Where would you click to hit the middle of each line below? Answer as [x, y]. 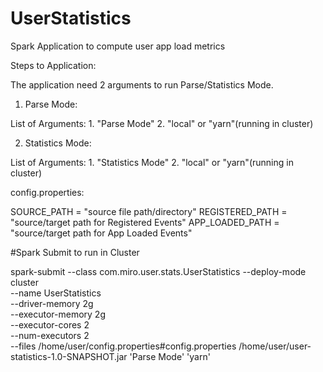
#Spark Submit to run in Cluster [75, 252]
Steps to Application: [53, 65]
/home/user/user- [275, 346]
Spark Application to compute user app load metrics [118, 46]
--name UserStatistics [56, 293]
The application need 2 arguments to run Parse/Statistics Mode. [142, 84]
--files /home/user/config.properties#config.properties [123, 346]
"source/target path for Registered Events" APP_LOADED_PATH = [145, 222]
